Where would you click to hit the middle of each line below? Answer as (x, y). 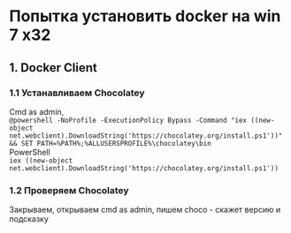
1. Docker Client (53, 68)
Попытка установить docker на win (145, 16)
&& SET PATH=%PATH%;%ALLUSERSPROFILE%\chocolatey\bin (111, 143)
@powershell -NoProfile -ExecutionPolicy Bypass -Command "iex (128, 120)
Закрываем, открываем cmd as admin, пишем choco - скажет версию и (145, 210)
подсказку (29, 219)
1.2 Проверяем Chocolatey (69, 190)
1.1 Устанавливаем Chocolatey (77, 93)
